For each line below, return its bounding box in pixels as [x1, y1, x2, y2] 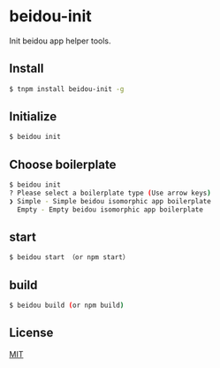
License [9, 326, 54, 341]
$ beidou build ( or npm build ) [9, 301, 125, 310]
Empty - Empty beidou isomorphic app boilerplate [17, 205, 203, 214]
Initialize [9, 109, 57, 125]
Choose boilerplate [9, 157, 117, 172]
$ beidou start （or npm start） [9, 253, 130, 262]
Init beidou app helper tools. [9, 35, 112, 46]
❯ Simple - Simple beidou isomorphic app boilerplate [9, 196, 212, 205]
